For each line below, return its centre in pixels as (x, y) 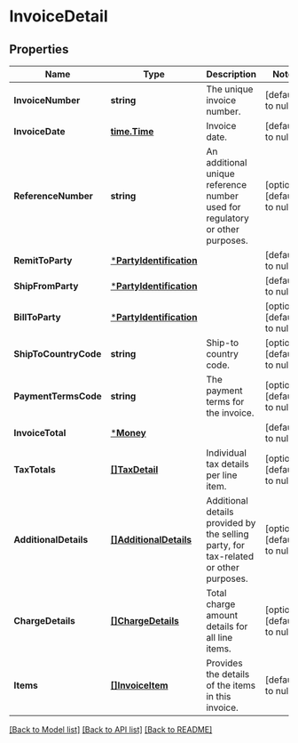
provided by (231, 523)
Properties (39, 49)
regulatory (228, 218)
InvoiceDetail (59, 16)
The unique (230, 89)
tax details (228, 464)
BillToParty (37, 317)
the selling (228, 534)
